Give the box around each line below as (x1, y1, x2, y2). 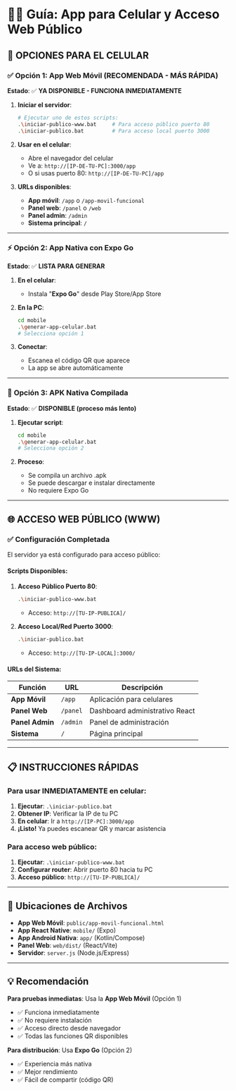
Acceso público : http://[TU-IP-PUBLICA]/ (17, 873, 140, 882)
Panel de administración (89, 717, 169, 727)
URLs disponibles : (17, 183, 72, 191)
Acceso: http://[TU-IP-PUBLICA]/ (27, 609, 126, 617)
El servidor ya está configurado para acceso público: (7, 550, 160, 559)
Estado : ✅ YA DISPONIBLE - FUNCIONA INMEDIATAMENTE (7, 86, 182, 94)
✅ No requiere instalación (17, 1016, 93, 1024)
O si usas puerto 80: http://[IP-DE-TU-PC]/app (27, 168, 164, 177)
